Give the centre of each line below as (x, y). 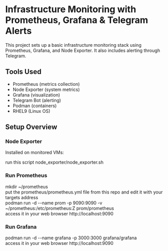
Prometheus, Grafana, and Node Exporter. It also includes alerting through (83, 50)
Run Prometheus (26, 175)
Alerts (19, 31)
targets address (22, 197)
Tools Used (23, 72)
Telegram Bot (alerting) (37, 100)
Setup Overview (31, 127)
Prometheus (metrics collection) (46, 84)
